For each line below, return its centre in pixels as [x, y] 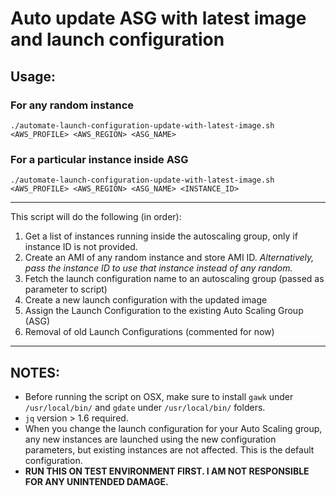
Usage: [33, 76]
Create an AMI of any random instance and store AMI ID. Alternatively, [169, 258]
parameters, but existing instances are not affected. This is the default [169, 449]
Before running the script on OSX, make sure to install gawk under [159, 396]
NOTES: [35, 372]
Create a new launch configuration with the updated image [146, 300]
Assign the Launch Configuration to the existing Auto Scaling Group [164, 311]
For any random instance [72, 105]
